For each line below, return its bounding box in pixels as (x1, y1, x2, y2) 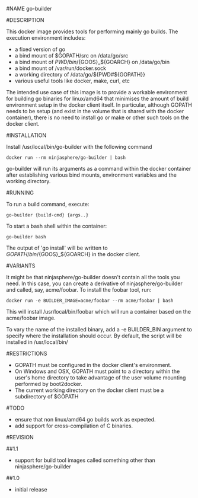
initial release (14, 486, 47, 493)
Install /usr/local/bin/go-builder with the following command (6, 143, 152, 150)
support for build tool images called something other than (14, 456, 155, 464)
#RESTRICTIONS (6, 350, 47, 357)
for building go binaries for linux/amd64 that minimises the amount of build (6, 95, 189, 102)
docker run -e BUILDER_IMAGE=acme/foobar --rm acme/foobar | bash (6, 298, 174, 304)
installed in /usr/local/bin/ (6, 339, 68, 346)
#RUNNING (6, 189, 34, 196)
